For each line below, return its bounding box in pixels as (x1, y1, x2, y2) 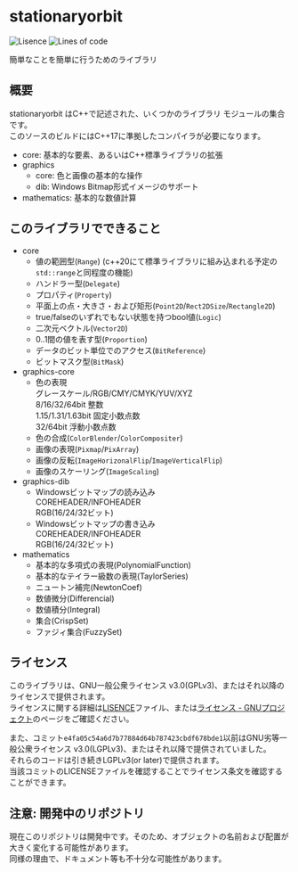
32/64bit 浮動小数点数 (35, 421, 117, 432)
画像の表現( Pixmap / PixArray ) (35, 443, 140, 454)
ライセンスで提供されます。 (9, 691, 110, 702)
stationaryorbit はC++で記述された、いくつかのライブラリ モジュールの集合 (9, 108, 286, 119)
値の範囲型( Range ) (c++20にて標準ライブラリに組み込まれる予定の (35, 256, 278, 267)
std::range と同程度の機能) (35, 267, 133, 277)
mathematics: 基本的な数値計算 (21, 192, 137, 202)
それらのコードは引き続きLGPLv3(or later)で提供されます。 (9, 755, 224, 766)
